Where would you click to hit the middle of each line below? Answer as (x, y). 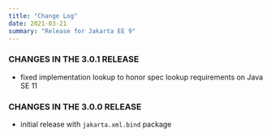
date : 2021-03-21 (38, 24)
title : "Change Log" (43, 16)
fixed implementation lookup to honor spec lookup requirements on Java (142, 77)
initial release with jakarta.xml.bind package (96, 124)
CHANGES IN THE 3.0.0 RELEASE (75, 106)
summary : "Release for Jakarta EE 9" (72, 31)
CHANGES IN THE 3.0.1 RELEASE (74, 59)
